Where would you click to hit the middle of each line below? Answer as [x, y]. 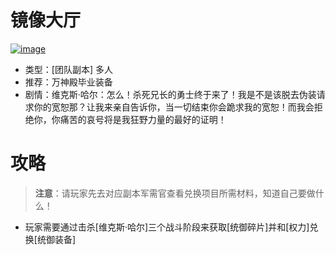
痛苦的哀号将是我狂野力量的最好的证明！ [143, 119]
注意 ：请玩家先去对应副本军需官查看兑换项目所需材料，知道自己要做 [175, 193]
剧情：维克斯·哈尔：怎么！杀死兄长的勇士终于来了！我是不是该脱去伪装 [170, 94]
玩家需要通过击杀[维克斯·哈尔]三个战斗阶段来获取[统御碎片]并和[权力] [167, 227]
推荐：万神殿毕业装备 [68, 82]
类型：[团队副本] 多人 [68, 69]
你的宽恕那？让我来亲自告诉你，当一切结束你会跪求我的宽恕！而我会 [174, 107]
